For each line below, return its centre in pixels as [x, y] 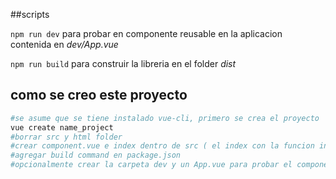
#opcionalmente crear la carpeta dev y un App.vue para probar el [151, 165]
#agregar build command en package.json [96, 155]
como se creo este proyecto [99, 95]
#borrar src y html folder [66, 137]
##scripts [30, 14]
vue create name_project [62, 127]
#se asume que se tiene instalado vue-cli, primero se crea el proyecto [165, 118]
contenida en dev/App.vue [64, 44]
